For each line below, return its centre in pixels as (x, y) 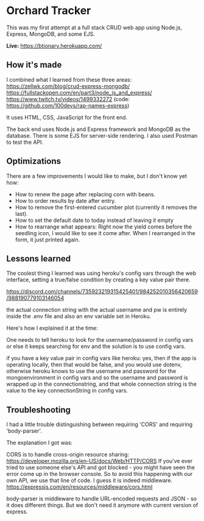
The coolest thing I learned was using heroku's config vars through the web (101, 273)
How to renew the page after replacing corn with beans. (85, 194)
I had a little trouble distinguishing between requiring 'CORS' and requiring (100, 425)
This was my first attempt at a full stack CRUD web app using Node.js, (94, 27)
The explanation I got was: (40, 443)
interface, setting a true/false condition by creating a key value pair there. (98, 280)
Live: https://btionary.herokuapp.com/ (54, 46)
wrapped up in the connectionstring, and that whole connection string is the (101, 384)
